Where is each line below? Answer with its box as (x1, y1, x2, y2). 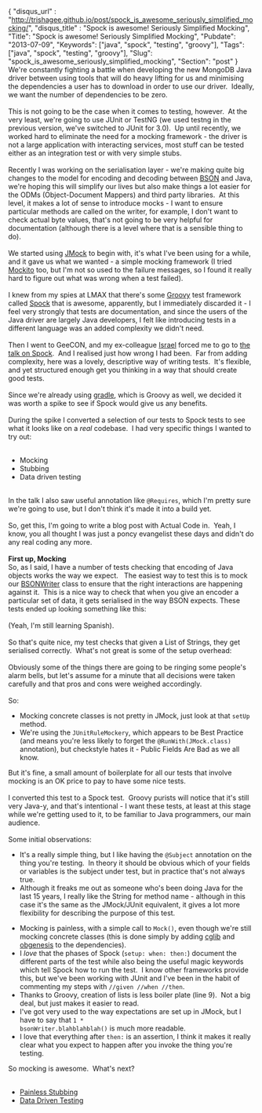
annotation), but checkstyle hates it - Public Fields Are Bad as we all (19, 745, 240, 754)
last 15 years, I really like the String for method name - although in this (19, 892, 246, 901)
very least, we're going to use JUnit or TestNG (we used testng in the (8, 115, 231, 124)
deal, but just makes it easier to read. (19, 998, 140, 1008)
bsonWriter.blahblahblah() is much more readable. (19, 1024, 186, 1033)
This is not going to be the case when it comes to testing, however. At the (8, 107, 248, 116)
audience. (8, 818, 41, 827)
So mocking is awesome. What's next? (8, 1064, 135, 1073)
